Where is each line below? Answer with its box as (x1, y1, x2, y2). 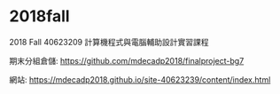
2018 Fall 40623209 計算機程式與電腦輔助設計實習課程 (9, 36, 209, 47)
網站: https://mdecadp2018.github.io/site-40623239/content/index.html (9, 74, 271, 85)
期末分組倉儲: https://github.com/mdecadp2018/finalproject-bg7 (9, 55, 245, 66)
